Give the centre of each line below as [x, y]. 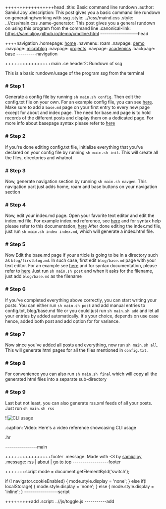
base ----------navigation [31, 54]
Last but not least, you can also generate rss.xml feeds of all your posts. [79, 403]
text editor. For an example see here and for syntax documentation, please [81, 266]
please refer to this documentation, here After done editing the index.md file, [83, 226]
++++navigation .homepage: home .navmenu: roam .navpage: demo [75, 43]
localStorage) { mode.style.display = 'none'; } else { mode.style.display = [80, 486]
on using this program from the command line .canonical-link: [68, 28]
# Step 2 [15, 136]
